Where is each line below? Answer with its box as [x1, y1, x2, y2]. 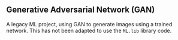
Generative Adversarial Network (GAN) [6, 5, 155, 15]
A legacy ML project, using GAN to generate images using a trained [6, 20, 173, 27]
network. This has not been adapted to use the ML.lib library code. [6, 27, 172, 34]
